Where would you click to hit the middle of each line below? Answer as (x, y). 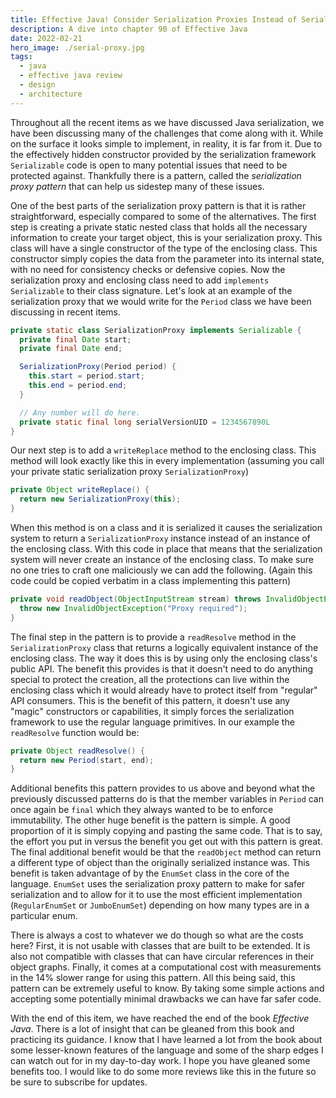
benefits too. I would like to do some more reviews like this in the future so (163, 1072)
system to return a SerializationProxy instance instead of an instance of (160, 538)
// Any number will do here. (80, 412)
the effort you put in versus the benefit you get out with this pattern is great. (166, 842)
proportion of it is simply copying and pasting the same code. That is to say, (166, 831)
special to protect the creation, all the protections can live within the (150, 679)
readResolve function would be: (75, 732)
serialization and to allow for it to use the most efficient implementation (156, 895)
